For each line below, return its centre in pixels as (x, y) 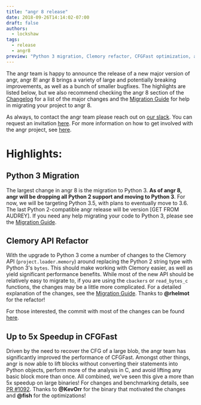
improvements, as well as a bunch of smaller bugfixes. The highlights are (96, 86)
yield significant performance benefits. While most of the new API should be (100, 274)
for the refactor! (26, 300)
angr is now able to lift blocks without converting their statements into (92, 364)
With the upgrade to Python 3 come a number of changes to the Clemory (96, 255)
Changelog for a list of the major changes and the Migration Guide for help (98, 99)
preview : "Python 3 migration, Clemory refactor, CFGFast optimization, (99, 56)
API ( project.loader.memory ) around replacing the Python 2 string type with (99, 262)
